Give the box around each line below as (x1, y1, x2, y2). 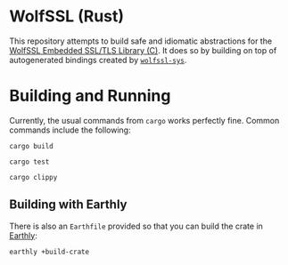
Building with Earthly (9, 197, 128, 213)
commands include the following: (9, 124, 131, 135)
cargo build (9, 141, 53, 150)
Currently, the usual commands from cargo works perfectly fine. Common (9, 115, 280, 125)
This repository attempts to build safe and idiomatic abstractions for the (9, 36, 273, 46)
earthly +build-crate (9, 247, 90, 256)
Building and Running (9, 86, 171, 106)
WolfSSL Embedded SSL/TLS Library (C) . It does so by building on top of (9, 44, 277, 55)
